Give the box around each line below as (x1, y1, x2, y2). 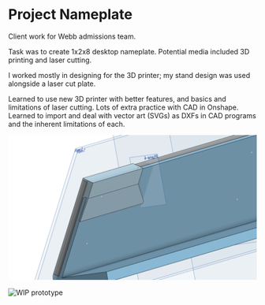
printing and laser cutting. (8, 55, 92, 65)
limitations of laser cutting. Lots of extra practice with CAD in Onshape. (8, 102, 239, 112)
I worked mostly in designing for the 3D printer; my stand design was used (8, 70, 251, 80)
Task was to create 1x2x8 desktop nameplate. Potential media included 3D (8, 46, 250, 56)
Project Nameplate (8, 6, 132, 24)
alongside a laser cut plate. (8, 79, 96, 88)
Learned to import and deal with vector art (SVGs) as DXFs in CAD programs (8, 110, 256, 120)
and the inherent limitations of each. (8, 119, 125, 128)
